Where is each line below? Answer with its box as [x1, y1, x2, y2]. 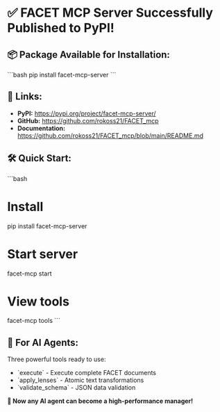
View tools [7, 294, 69, 309]
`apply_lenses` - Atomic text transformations [17, 376, 144, 384]
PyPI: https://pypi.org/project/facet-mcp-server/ [17, 109, 156, 118]
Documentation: [17, 124, 66, 132]
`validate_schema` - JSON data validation [17, 383, 136, 392]
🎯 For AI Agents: [7, 336, 78, 349]
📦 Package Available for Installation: [7, 49, 170, 61]
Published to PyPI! [7, 20, 115, 36]
